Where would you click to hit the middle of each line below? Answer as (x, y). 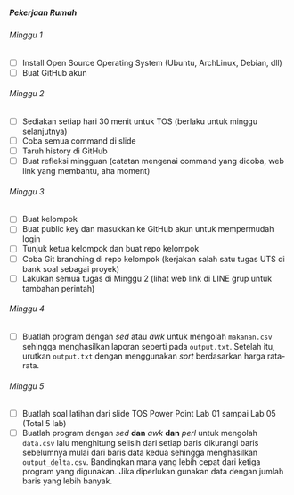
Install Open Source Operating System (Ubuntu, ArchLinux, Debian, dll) (152, 62)
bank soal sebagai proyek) (71, 268)
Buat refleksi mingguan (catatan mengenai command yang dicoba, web (153, 161)
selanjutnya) (45, 131)
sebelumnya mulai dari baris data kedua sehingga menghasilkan (140, 453)
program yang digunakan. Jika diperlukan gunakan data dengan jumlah (153, 472)
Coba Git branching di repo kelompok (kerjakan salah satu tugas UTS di (153, 259)
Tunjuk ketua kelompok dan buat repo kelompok (110, 249)
